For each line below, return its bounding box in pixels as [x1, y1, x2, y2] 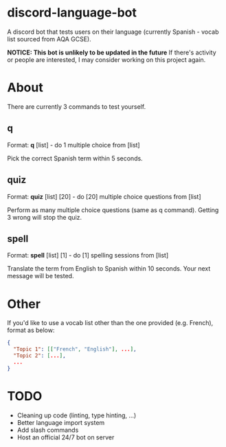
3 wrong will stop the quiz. [7, 213, 82, 221]
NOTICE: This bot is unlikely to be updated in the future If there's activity [7, 48, 216, 56]
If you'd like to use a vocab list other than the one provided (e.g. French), [7, 319, 214, 327]
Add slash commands [16, 426, 79, 434]
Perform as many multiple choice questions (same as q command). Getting [7, 205, 219, 214]
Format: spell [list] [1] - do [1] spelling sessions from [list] [7, 251, 169, 260]
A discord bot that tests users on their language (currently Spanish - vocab [7, 28, 219, 36]
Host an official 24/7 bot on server [16, 433, 115, 441]
